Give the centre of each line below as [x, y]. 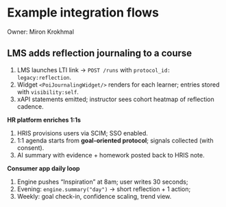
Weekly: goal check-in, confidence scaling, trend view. [94, 196]
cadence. [30, 106]
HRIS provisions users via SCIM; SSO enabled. [83, 133]
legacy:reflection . [44, 77]
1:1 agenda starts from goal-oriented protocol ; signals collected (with [115, 140]
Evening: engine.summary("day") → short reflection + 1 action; [104, 189]
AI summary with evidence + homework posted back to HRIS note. [111, 155]
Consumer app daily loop [43, 168]
